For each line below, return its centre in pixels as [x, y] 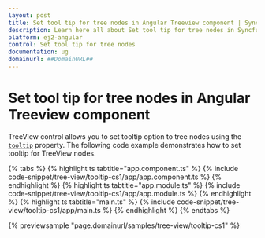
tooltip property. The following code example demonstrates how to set [125, 145]
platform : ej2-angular [45, 37]
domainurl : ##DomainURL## [50, 60]
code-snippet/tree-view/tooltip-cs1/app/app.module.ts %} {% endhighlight [130, 193]
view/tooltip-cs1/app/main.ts [54, 210]
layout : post [30, 15]
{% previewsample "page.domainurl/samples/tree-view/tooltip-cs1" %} [124, 225]
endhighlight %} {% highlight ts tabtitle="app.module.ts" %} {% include [124, 185]
